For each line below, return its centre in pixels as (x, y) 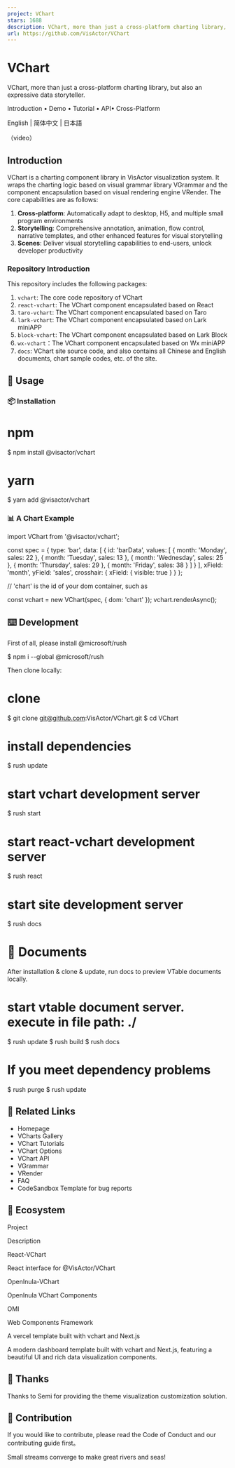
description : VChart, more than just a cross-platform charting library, (117, 27)
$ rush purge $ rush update (47, 1090)
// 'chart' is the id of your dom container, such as (78, 586)
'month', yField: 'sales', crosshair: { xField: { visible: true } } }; (95, 572)
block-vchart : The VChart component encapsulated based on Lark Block (122, 335)
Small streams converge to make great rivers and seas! (86, 1457)
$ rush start (24, 813)
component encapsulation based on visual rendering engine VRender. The (114, 192)
